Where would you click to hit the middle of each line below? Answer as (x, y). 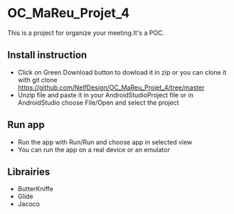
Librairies (29, 172)
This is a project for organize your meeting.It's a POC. (86, 33)
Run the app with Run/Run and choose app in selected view (105, 142)
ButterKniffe (35, 189)
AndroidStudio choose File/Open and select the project (98, 102)
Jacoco (29, 204)
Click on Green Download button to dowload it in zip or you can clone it (122, 72)
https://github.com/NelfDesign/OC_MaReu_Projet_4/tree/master (111, 87)
